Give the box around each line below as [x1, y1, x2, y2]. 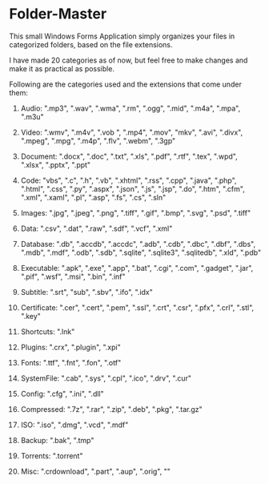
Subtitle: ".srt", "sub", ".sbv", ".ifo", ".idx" [20, 287, 153, 296]
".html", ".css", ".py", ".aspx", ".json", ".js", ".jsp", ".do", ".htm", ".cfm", [20, 184, 245, 193]
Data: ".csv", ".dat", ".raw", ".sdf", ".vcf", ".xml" [20, 224, 173, 233]
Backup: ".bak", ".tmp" [20, 435, 94, 445]
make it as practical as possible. [9, 63, 115, 73]
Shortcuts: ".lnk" [20, 326, 75, 337]
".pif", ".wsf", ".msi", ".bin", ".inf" [20, 272, 126, 281]
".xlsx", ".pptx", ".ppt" [20, 159, 91, 169]
